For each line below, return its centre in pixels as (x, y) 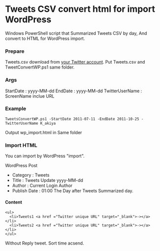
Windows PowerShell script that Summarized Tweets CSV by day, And (76, 33)
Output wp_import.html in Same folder (44, 132)
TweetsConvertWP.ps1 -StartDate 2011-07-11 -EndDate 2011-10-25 (72, 119)
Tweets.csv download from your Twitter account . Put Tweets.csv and (75, 62)
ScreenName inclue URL (30, 96)
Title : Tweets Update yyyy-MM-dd (48, 180)
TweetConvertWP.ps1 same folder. (40, 67)
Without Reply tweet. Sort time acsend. (45, 243)
